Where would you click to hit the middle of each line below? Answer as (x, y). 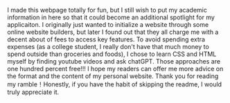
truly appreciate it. (33, 92)
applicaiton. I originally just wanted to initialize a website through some (108, 25)
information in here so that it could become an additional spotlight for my (111, 17)
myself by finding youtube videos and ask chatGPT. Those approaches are (114, 61)
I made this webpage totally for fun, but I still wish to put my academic (107, 10)
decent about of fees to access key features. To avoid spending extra (106, 39)
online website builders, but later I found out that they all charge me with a (113, 32)
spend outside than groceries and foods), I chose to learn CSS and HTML (112, 54)
